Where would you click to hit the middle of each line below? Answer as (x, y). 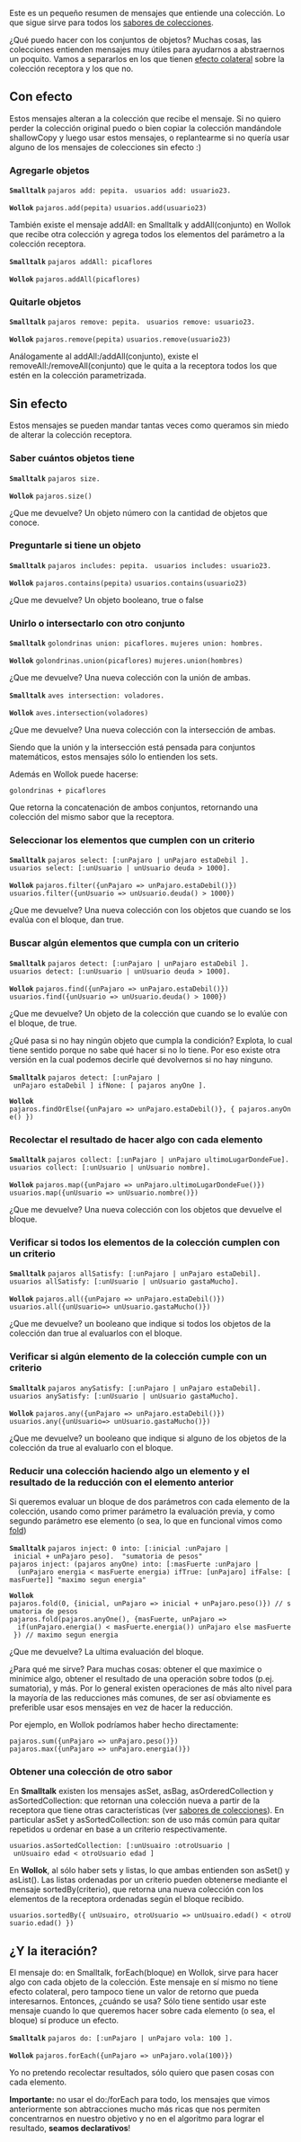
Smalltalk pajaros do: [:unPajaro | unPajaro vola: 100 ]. (121, 2039)
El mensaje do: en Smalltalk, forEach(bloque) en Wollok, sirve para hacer (144, 1973)
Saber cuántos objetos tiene (72, 458)
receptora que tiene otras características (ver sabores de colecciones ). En (147, 1810)
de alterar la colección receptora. (71, 435)
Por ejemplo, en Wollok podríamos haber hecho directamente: (124, 1724)
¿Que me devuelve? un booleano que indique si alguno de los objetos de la (148, 1438)
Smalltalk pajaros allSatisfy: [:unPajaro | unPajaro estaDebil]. (135, 1274)
